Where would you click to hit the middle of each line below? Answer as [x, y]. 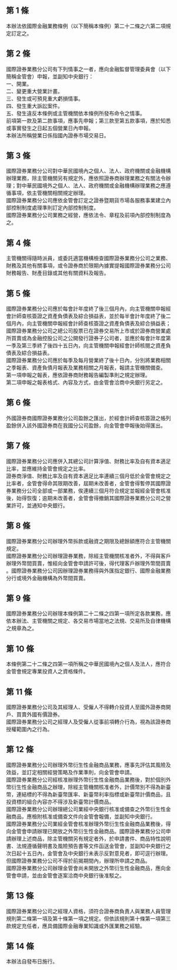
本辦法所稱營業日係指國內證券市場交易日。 [58, 135]
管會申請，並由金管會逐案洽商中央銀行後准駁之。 [65, 875]
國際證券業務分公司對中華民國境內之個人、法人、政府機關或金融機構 [88, 171]
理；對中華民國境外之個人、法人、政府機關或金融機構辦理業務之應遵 [88, 186]
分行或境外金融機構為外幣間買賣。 [47, 578]
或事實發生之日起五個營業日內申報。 [50, 128]
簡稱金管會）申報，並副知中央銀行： [50, 76]
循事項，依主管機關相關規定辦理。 [47, 193]
